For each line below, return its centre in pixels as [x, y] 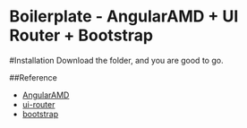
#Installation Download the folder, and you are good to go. [116, 60]
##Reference [34, 77]
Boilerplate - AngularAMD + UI [124, 17]
